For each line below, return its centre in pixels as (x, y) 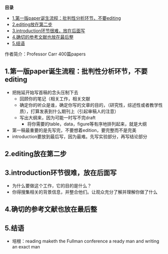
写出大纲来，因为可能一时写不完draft (58, 117)
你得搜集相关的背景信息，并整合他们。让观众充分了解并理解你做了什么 (85, 192)
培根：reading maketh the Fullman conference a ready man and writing (86, 241)
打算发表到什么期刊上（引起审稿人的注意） (75, 111)
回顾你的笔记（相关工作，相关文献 (55, 99)
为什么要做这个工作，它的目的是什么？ (52, 186)
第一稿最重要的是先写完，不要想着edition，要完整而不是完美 (74, 130)
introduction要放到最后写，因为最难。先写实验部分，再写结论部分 (79, 136)
